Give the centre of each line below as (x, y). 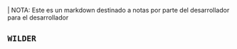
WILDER (22, 39)
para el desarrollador (38, 17)
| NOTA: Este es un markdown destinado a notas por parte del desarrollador (118, 10)
